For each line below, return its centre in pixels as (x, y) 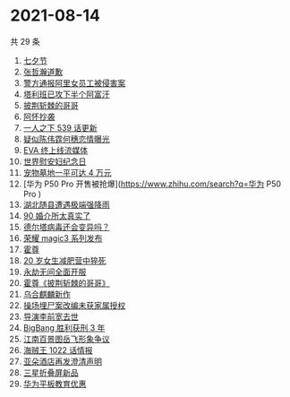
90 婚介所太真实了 (57, 215)
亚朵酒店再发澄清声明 (62, 361)
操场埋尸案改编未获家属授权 (74, 305)
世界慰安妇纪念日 (55, 161)
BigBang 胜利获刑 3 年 (64, 327)
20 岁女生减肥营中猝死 (64, 260)
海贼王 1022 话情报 (58, 350)
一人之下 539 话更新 (60, 127)
